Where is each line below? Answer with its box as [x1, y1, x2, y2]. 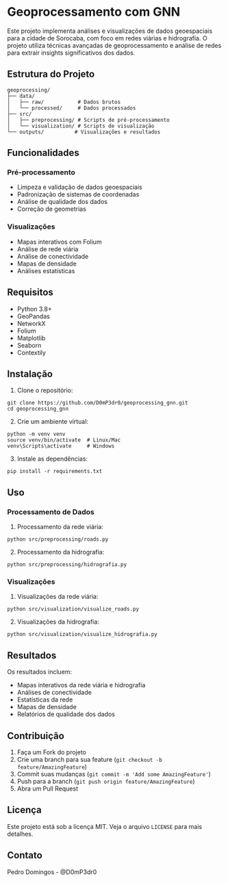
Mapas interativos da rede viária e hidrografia [16, 681, 146, 689]
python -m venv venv [7, 431, 66, 438]
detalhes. [7, 830, 34, 838]
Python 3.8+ [16, 305, 53, 313]
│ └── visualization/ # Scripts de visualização [7, 123, 155, 129]
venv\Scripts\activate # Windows [7, 443, 115, 450]
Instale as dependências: [16, 455, 88, 463]
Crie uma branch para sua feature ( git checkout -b [16, 755, 162, 763]
